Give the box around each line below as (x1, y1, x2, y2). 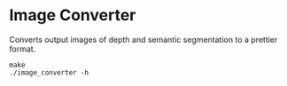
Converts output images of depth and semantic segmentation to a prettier (9, 34, 278, 45)
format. (9, 43, 36, 54)
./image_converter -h (9, 68, 89, 77)
